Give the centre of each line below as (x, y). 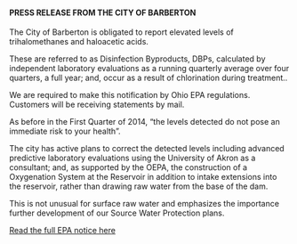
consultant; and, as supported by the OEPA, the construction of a (128, 167)
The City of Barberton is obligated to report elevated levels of (121, 32)
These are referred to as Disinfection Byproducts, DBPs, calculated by (137, 59)
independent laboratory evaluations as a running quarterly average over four (149, 69)
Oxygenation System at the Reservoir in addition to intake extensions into (143, 177)
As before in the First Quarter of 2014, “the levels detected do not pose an (144, 122)
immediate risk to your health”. (65, 131)
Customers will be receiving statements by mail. (97, 105)
